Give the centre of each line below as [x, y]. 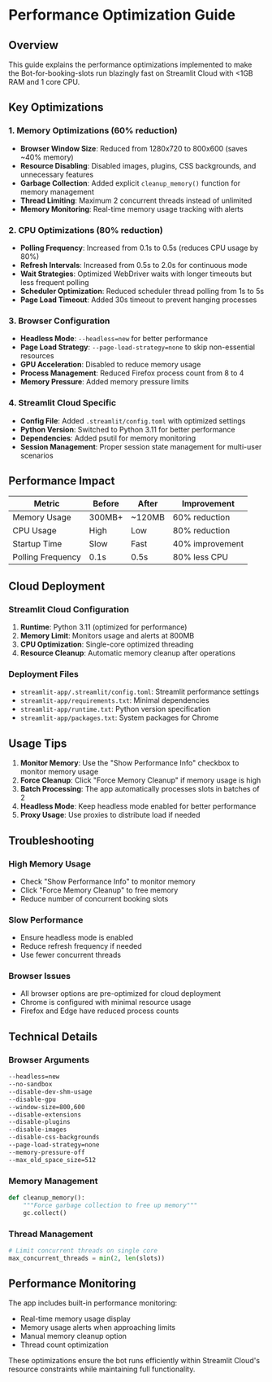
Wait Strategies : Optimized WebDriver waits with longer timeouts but [136, 274]
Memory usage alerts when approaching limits [98, 1327]
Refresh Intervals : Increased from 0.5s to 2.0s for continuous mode [134, 265]
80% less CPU [201, 557]
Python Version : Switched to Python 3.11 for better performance [127, 429]
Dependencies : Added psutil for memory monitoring [108, 438]
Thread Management [51, 1234]
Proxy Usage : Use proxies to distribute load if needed [110, 815]
